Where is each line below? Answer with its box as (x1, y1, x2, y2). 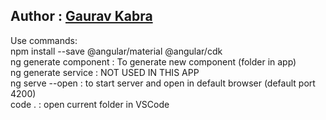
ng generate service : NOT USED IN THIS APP (10, 66, 200, 78)
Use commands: (10, 34, 78, 46)
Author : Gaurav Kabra (10, 8, 153, 25)
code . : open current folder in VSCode (10, 98, 170, 110)
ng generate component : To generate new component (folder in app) (10, 55, 297, 68)
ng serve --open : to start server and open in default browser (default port (10, 77, 316, 89)
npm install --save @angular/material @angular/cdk (10, 45, 223, 57)
